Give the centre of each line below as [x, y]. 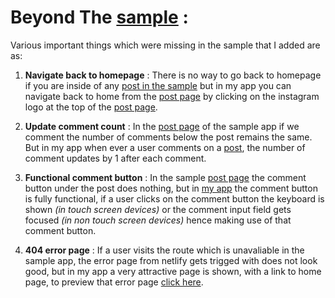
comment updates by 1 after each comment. [115, 158]
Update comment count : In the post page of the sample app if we [162, 126]
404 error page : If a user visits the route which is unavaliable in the [164, 250]
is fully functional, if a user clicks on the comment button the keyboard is [174, 198]
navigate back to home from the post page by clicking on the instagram [172, 96]
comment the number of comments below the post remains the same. [168, 137]
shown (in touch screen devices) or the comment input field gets [158, 209]
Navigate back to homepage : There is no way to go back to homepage [173, 75]
